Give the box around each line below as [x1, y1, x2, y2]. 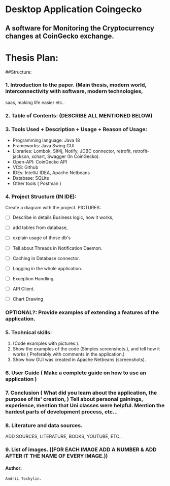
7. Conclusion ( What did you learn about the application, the [5, 389, 157, 396]
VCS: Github [12, 164, 39, 171]
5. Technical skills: [5, 329, 52, 336]
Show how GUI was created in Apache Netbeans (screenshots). [12, 357, 146, 363]
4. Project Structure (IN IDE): [5, 193, 77, 200]
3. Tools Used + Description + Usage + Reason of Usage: [5, 125, 147, 133]
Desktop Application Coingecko [5, 4, 142, 15]
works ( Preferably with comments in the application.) [12, 351, 125, 358]
